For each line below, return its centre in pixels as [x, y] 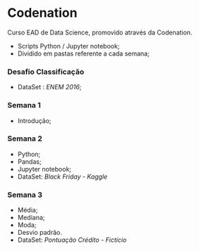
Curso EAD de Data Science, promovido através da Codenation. [100, 32]
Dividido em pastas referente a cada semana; [83, 53]
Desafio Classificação [46, 72]
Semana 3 [25, 195]
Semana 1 [24, 105]
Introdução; [34, 120]
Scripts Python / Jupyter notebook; [68, 46]
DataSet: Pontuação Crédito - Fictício [72, 240]
